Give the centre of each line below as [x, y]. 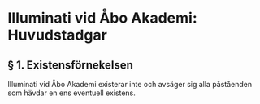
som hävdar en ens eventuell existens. [71, 93]
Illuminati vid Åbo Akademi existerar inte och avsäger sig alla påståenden [130, 84]
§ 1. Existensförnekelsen [70, 65]
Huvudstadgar [57, 35]
